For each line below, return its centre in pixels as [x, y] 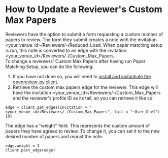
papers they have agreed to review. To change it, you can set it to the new [82, 131]
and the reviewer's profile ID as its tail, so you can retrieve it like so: [83, 98]
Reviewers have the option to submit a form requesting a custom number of [84, 34]
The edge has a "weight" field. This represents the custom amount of [78, 125]
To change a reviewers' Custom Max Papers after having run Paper [75, 61]
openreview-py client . [36, 82]
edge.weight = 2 [22, 146]
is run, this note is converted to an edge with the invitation [66, 50]
